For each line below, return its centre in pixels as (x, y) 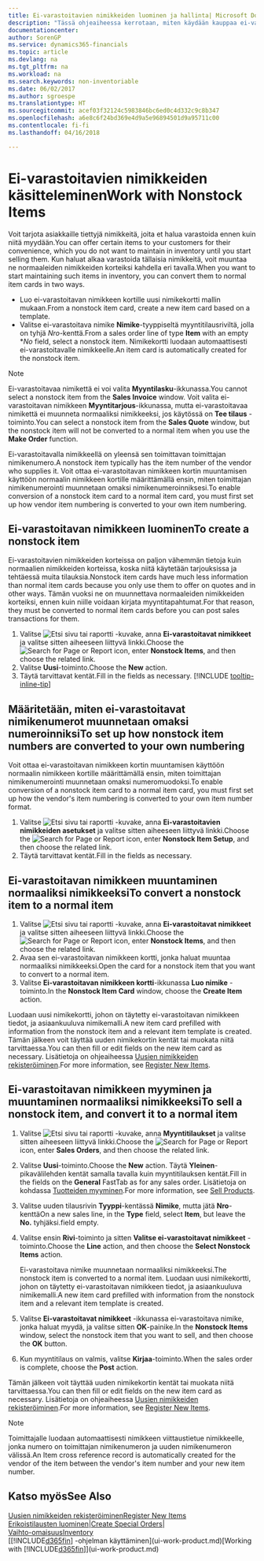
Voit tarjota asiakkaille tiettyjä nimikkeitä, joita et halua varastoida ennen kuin (132, 234)
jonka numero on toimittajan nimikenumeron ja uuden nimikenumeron (120, 1446)
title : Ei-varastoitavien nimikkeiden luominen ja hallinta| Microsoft (128, 15)
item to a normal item (61, 905)
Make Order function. (43, 439)
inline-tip (34, 684)
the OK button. (44, 1344)
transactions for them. (44, 619)
